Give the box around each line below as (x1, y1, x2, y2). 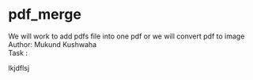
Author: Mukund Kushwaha (8, 39, 97, 49)
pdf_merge (8, 5, 81, 24)
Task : (8, 48, 28, 57)
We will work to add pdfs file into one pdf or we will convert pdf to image (8, 31, 245, 41)
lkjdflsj (8, 63, 30, 72)
